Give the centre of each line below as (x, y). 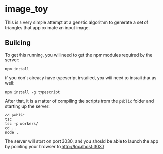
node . (12, 132)
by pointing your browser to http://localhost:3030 (55, 146)
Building (18, 43)
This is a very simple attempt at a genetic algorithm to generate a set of (77, 22)
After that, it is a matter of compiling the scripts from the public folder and (80, 101)
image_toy (27, 9)
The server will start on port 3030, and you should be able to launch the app (82, 141)
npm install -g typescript (32, 92)
